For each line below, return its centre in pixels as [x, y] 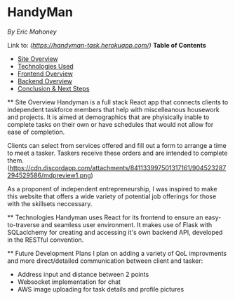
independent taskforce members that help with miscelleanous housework [113, 109]
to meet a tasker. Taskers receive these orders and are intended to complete [117, 153]
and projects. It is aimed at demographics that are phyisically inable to [108, 117]
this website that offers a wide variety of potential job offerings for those [112, 196]
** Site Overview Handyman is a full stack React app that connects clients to [118, 102]
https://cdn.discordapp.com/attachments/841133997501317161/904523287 [118, 168]
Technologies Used [45, 66]
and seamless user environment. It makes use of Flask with [127, 224]
